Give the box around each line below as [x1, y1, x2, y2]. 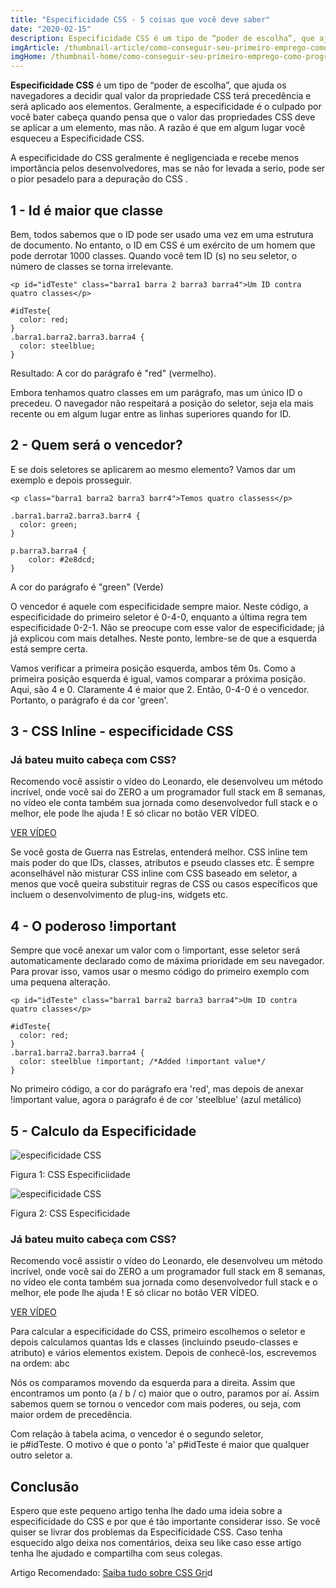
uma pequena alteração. [10, 976, 111, 988]
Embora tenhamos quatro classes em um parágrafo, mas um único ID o [10, 386, 303, 398]
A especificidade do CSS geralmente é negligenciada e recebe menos [10, 152, 300, 164]
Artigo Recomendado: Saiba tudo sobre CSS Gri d [10, 1567, 213, 1579]
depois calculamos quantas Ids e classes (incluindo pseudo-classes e [10, 1336, 298, 1348]
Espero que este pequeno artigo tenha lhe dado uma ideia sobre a [10, 1505, 283, 1517]
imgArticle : [10, 42, 60, 53]
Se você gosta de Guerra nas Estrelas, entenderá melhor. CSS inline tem [10, 846, 308, 858]
